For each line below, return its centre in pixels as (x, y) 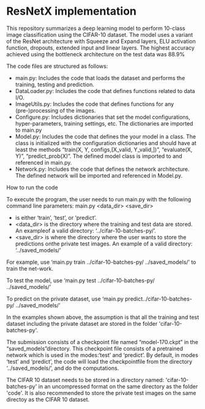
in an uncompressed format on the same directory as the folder (118, 386)
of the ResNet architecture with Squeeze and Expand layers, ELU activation (101, 41)
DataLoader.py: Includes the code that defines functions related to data (105, 91)
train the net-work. (30, 268)
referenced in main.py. (43, 162)
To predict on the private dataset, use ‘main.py (65, 299)
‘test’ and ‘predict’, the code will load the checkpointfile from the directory (99, 361)
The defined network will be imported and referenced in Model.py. (99, 175)
